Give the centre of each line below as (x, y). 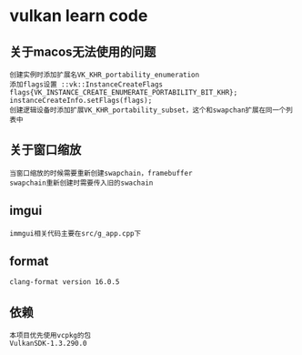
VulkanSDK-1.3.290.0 (49, 344)
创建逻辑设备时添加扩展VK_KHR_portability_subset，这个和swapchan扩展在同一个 (148, 110)
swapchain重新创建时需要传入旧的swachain (81, 183)
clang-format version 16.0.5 (65, 282)
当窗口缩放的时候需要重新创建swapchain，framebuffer (101, 173)
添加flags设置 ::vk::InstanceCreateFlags (86, 85)
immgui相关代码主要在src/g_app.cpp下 (75, 233)
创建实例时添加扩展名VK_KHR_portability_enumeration (105, 75)
